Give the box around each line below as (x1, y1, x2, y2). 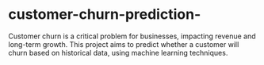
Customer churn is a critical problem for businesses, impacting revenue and (8, 31, 256, 41)
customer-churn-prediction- (8, 5, 201, 23)
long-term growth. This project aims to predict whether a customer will (8, 39, 239, 49)
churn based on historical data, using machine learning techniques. (8, 48, 228, 57)
